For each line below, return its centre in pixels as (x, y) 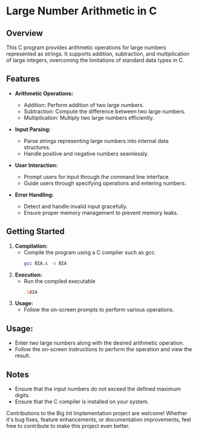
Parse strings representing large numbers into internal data (96, 141)
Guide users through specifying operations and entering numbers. (105, 183)
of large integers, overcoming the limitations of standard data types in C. (95, 60)
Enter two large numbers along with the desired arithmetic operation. (99, 343)
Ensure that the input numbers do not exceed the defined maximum (98, 389)
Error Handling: (34, 194)
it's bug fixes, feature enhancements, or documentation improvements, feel (99, 419)
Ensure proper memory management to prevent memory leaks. (101, 212)
